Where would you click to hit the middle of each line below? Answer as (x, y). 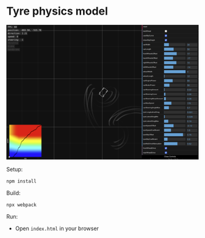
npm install (21, 181)
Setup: (15, 169)
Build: (13, 193)
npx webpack (21, 205)
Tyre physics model (57, 11)
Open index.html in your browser (57, 228)
